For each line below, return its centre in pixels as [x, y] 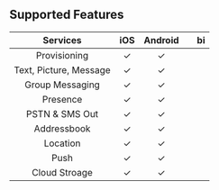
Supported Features [67, 15]
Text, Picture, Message [62, 69]
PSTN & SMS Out [62, 113]
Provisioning [62, 55]
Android [161, 40]
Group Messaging [62, 85]
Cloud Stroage [62, 172]
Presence [62, 99]
